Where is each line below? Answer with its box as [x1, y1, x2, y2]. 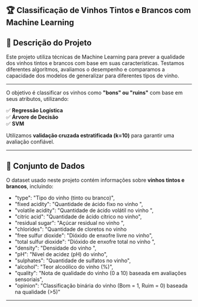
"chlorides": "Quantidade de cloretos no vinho [14, 226, 127, 233]
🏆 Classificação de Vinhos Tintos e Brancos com [6, 5, 192, 15]
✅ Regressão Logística [6, 107, 63, 114]
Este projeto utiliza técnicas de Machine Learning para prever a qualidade [6, 53, 185, 61]
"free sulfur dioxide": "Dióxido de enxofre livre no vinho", [14, 232, 153, 239]
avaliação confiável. [6, 138, 55, 145]
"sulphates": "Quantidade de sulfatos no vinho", [14, 257, 131, 264]
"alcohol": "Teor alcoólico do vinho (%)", [14, 263, 114, 270]
